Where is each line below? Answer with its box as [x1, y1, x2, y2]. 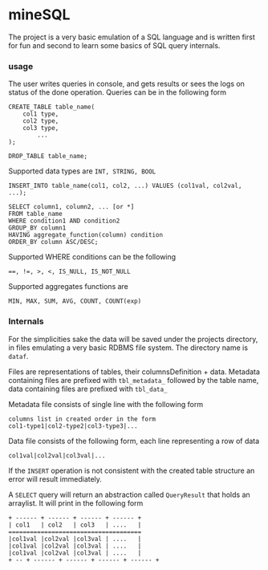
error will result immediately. [8, 474, 103, 483]
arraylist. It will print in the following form [8, 498, 144, 507]
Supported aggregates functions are [8, 282, 128, 291]
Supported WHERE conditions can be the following [8, 252, 177, 262]
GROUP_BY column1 [8, 224, 67, 232]
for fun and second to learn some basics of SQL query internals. [8, 40, 221, 50]
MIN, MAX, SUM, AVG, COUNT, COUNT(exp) [8, 297, 142, 306]
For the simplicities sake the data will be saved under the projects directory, [8, 334, 258, 344]
